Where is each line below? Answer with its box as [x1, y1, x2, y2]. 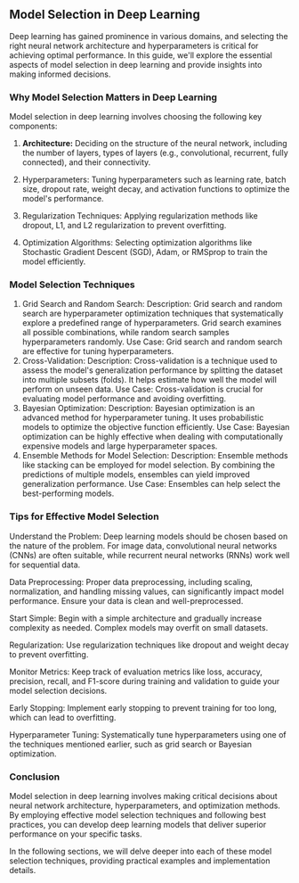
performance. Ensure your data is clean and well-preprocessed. [9, 595, 244, 606]
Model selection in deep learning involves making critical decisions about [9, 791, 278, 801]
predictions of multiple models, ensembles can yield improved [21, 469, 251, 480]
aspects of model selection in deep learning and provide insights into [9, 59, 263, 70]
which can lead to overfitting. [9, 712, 117, 722]
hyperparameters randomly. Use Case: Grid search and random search [21, 336, 283, 347]
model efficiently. [21, 256, 86, 267]
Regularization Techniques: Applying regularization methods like [21, 210, 258, 221]
